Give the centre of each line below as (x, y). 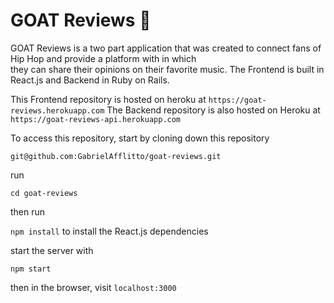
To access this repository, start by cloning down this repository (140, 138)
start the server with (52, 250)
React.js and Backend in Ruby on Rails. (90, 80)
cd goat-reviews (44, 193)
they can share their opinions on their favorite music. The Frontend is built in (167, 69)
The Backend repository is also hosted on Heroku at (213, 110)
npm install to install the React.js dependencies (109, 231)
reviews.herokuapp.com (57, 110)
